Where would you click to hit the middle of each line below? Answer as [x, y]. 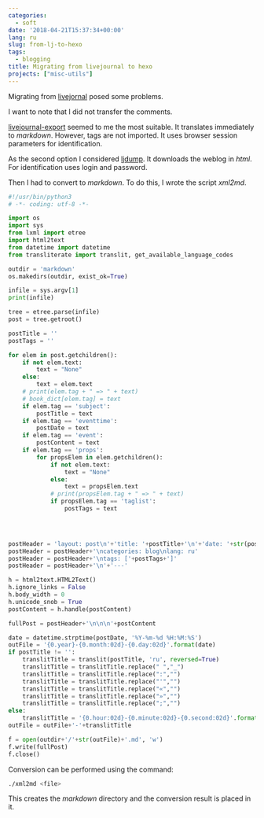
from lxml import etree [47, 233]
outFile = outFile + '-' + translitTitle [70, 725]
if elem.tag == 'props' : [63, 450]
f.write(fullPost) [38, 747]
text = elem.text [64, 385]
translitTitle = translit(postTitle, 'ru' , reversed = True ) [121, 660]
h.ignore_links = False [47, 588]
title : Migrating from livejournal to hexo [81, 67]
